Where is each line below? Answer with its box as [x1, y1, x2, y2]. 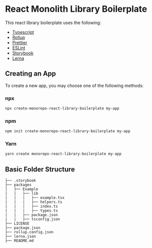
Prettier [12, 39, 27, 45]
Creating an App [5, 70, 56, 78]
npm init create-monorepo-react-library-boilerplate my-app [5, 129, 131, 134]
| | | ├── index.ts [5, 204, 58, 209]
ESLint [12, 45, 25, 51]
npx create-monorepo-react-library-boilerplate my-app [5, 106, 120, 111]
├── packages [5, 183, 32, 188]
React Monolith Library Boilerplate [5, 3, 148, 15]
